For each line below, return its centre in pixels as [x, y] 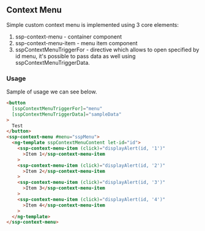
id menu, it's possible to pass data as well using [75, 56]
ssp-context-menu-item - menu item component [76, 43]
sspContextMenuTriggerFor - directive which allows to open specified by [107, 50]
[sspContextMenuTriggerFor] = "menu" [57, 108]
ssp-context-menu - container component [69, 37]
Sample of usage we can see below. [52, 92]
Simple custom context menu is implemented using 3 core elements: [93, 24]
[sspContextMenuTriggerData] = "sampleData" [67, 114]
